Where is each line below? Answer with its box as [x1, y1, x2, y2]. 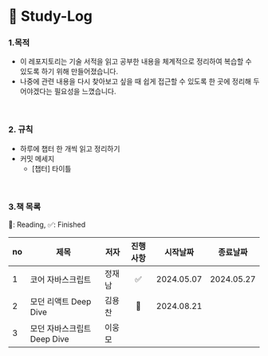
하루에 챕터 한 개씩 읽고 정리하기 [19, 144, 120, 153]
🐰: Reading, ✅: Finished [8, 220, 86, 230]
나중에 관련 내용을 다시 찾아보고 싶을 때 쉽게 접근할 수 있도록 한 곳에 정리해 [19, 77, 252, 86]
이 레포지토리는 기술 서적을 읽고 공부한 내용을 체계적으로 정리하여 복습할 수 [19, 57, 253, 66]
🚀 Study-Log [8, 7, 93, 26]
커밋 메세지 [19, 153, 55, 163]
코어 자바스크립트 [30, 275, 92, 286]
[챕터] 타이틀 [31, 164, 72, 173]
